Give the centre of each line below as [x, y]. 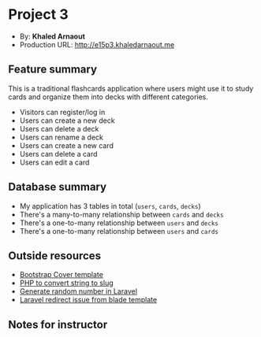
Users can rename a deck [62, 137]
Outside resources [54, 256]
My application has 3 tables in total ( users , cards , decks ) [110, 206]
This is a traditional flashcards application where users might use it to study [131, 88]
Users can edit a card [54, 162]
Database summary [58, 187]
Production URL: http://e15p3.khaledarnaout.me [97, 44]
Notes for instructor [58, 324]
